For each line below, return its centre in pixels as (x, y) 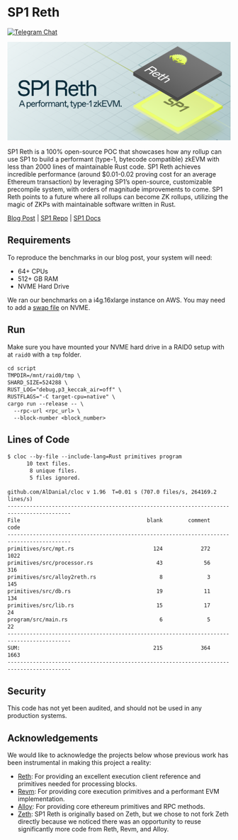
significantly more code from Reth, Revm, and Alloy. (93, 829)
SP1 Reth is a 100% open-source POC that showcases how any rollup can (114, 151)
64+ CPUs (33, 271)
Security (27, 691)
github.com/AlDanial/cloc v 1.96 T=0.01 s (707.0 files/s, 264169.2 (112, 492)
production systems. (37, 716)
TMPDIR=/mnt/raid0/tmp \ (44, 375)
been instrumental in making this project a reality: (79, 762)
